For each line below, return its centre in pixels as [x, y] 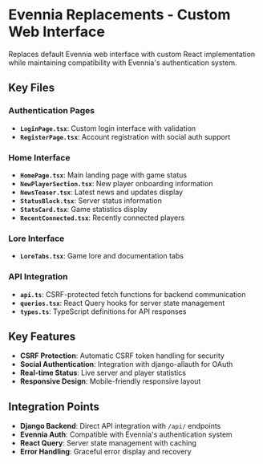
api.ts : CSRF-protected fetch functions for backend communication [133, 294]
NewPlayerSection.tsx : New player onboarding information [116, 183]
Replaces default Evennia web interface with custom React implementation [132, 54]
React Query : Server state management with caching [108, 443]
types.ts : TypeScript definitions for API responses [103, 311]
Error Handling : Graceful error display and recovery [105, 452]
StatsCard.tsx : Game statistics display [83, 209]
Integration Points [54, 407]
